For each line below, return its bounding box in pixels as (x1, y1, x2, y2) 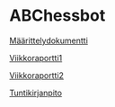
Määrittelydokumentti (9, 35, 88, 46)
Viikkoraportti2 (9, 69, 65, 81)
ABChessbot (9, 5, 106, 26)
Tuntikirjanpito (9, 87, 63, 98)
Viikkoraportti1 (9, 52, 63, 63)
